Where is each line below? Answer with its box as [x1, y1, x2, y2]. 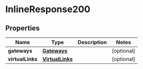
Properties [5, 24, 40, 32]
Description [77, 39, 107, 46]
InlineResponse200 [5, 4, 91, 15]
